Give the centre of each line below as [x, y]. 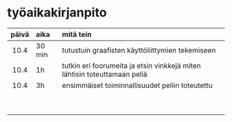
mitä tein [77, 34]
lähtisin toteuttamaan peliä [105, 74]
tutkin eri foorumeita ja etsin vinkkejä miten [132, 65]
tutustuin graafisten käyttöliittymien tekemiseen [139, 50]
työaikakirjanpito [57, 13]
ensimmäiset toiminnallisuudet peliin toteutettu [137, 85]
